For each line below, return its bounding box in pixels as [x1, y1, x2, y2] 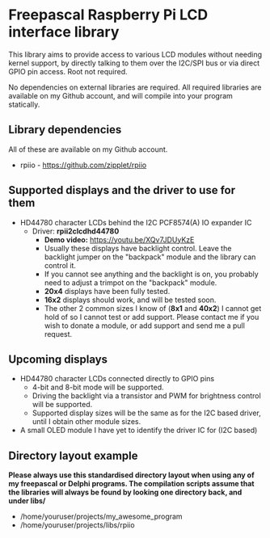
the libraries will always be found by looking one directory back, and [8, 487, 243, 498]
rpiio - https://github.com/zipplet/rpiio [19, 160, 147, 170]
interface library [8, 23, 120, 41]
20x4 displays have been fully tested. [44, 286, 171, 296]
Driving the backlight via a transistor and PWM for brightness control [32, 391, 261, 401]
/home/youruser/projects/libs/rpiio [19, 520, 135, 530]
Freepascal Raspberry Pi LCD [8, 6, 209, 24]
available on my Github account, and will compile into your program [8, 90, 233, 100]
